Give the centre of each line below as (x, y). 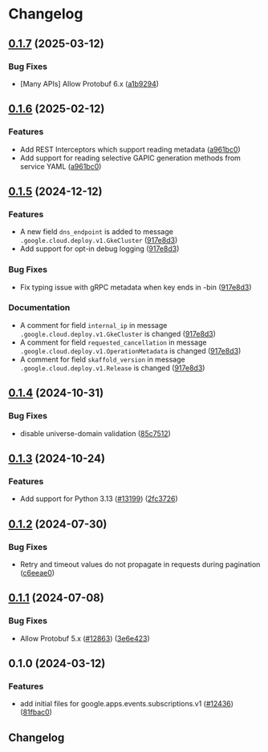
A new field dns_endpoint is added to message (97, 232)
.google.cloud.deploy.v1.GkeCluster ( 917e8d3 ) (99, 241)
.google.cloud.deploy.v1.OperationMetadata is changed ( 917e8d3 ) (130, 350)
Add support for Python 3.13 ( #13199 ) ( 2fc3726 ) (99, 499)
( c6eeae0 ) (37, 572)
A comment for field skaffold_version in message (103, 359)
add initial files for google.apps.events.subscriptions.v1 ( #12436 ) (127, 704)
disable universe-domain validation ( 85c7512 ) (95, 433)
